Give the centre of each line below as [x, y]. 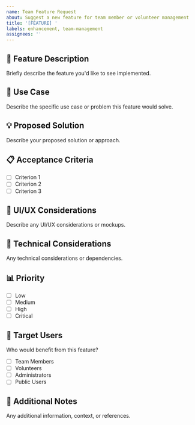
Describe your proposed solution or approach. [64, 140]
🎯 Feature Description [48, 59]
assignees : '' [24, 34]
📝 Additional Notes [42, 401]
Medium [25, 303]
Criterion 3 [28, 191]
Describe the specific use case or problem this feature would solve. [90, 107]
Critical [24, 316]
